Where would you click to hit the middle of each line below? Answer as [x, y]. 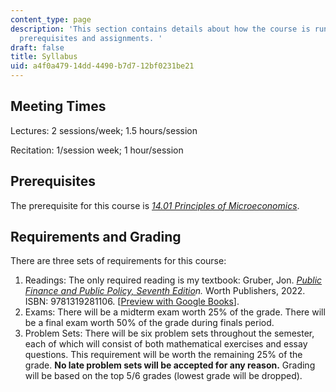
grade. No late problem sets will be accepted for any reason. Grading [170, 365]
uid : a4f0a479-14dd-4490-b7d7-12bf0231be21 [102, 66]
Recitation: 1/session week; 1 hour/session [97, 150]
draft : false [37, 47]
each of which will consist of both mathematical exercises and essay [166, 344]
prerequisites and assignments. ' [91, 38]
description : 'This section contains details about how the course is [160, 29]
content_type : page [51, 19]
